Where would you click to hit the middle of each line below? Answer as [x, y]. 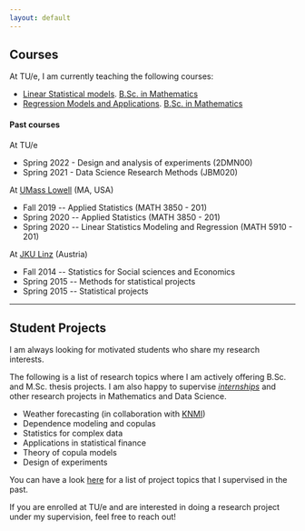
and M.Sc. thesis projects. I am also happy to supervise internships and [143, 386]
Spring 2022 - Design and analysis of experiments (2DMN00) [138, 162]
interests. [27, 359]
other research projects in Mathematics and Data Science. [118, 396]
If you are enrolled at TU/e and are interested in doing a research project [144, 507]
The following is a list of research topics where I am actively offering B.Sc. [148, 377]
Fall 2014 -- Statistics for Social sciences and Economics [129, 271]
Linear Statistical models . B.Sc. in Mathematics [110, 94]
